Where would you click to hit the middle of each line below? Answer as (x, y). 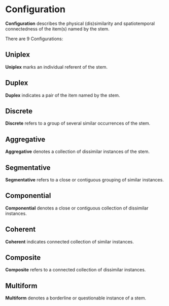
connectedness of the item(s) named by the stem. (58, 28)
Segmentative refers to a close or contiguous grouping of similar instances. (84, 180)
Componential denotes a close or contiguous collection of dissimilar (77, 208)
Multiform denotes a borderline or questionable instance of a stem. (76, 298)
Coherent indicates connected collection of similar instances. (70, 241)
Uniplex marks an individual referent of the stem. (57, 67)
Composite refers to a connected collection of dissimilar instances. (76, 270)
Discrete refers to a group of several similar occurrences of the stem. (78, 124)
